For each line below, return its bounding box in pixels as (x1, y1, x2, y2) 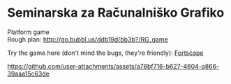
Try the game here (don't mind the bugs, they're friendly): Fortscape (7, 49, 204, 57)
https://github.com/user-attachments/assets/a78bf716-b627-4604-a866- (7, 62, 220, 70)
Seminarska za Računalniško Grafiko (7, 5, 225, 21)
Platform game (7, 28, 50, 36)
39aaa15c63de (7, 69, 50, 78)
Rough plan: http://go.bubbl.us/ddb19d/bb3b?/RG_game (7, 35, 169, 43)
